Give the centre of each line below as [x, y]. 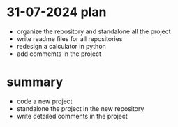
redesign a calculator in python [61, 46]
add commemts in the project [59, 54]
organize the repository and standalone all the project [94, 31]
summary [35, 82]
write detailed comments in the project [72, 116]
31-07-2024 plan [57, 12]
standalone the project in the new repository [80, 108]
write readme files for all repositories [69, 38]
